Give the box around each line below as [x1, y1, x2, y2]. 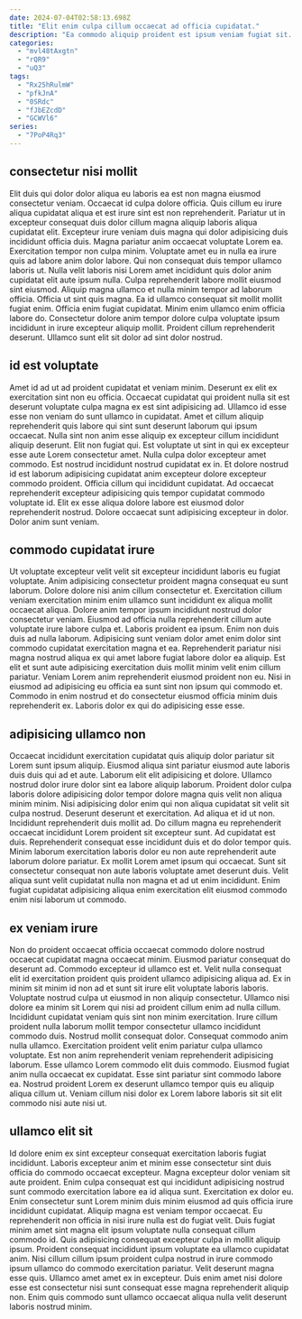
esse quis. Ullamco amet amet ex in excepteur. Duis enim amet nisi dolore [9, 1272, 283, 1283]
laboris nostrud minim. [9, 1301, 93, 1312]
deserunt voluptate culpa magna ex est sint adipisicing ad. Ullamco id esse [9, 401, 287, 411]
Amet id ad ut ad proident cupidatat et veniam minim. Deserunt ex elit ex [9, 382, 278, 392]
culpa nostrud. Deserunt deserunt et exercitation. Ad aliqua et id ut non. [9, 808, 276, 819]
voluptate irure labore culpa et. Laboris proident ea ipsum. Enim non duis [9, 623, 279, 634]
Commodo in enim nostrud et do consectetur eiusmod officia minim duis [9, 691, 278, 702]
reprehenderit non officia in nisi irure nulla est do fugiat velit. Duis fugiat [9, 1214, 276, 1225]
